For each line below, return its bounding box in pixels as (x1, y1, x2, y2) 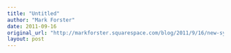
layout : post (7, 36, 45, 43)
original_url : (7, 29, 48, 36)
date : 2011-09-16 (7, 23, 57, 30)
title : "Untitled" (7, 10, 60, 17)
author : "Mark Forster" (7, 17, 76, 23)
